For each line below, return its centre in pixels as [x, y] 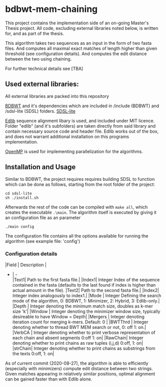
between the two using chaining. [38, 59]
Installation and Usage [40, 167]
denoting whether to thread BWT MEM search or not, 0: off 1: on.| [79, 327]
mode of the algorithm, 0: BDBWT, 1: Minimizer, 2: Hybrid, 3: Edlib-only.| [86, 301]
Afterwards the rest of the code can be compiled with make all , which [77, 207]
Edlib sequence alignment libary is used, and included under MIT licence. [80, 121]
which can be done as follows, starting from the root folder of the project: [80, 184]
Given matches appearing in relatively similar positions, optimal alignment [80, 374]
